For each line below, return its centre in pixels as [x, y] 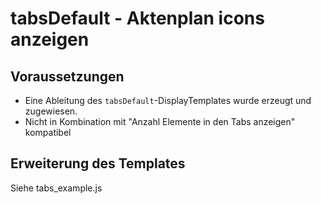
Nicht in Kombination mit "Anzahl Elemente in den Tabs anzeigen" [160, 121]
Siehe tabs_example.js [56, 188]
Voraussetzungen [67, 76]
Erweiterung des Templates [98, 163]
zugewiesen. [51, 111]
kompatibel [48, 132]
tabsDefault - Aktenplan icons [137, 18]
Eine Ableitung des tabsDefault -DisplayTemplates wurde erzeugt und [168, 100]
